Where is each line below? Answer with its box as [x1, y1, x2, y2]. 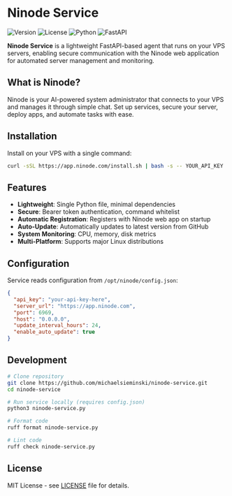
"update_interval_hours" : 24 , [13, 322, 101, 329]
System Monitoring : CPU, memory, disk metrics [17, 230, 157, 238]
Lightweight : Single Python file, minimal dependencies [17, 200, 176, 209]
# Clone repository [7, 372, 64, 380]
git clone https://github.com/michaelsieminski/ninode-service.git [7, 379, 208, 386]
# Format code [7, 418, 49, 425]
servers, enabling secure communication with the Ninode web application [7, 49, 219, 57]
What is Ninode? [7, 77, 81, 89]
